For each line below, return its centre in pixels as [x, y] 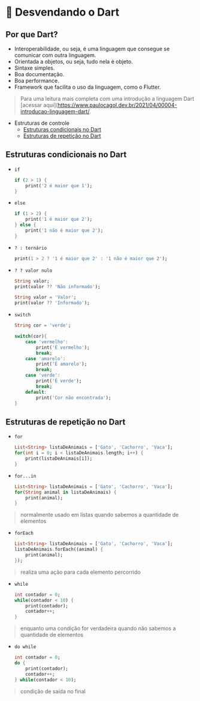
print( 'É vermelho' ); [63, 347]
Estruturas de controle [42, 123]
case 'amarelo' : [46, 359]
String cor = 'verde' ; [43, 326]
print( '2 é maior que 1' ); [59, 185]
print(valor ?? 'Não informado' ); [57, 287]
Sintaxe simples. [34, 68]
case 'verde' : [43, 375]
